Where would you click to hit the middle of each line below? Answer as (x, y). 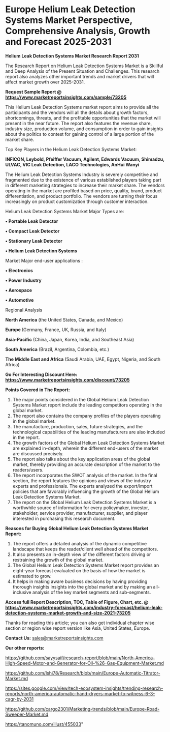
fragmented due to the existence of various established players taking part (83, 180)
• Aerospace (19, 290)
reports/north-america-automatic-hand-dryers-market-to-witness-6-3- (80, 693)
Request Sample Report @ (33, 92)
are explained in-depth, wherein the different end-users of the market (85, 448)
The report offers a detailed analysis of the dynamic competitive (80, 543)
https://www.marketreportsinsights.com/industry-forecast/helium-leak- (84, 607)
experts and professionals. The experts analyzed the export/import (82, 486)
